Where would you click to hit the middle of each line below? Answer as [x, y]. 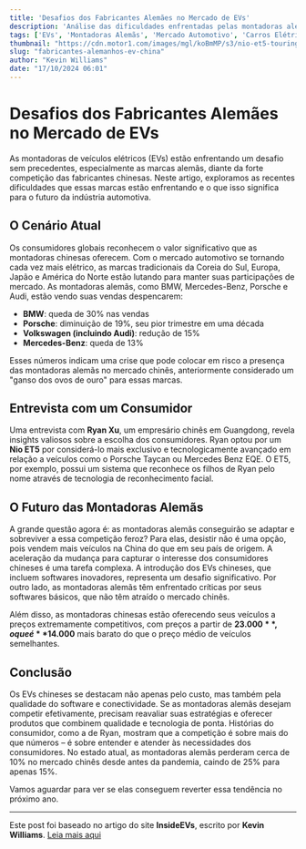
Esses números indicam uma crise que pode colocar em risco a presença [147, 360]
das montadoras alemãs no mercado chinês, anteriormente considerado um [152, 370]
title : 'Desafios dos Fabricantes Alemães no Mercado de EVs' [130, 18]
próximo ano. [34, 799]
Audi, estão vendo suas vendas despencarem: [97, 296]
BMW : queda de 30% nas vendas [86, 313]
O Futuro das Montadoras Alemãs [107, 507]
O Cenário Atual [56, 225]
